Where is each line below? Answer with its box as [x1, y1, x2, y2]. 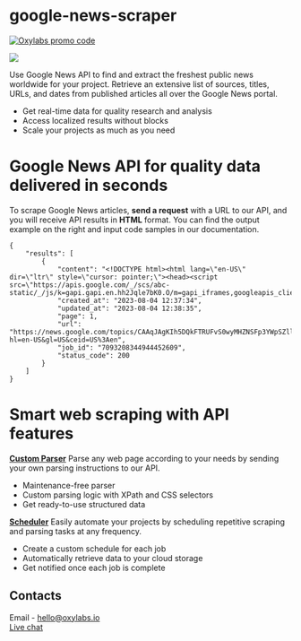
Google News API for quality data [9, 156, 262, 177]
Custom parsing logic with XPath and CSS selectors [21, 489, 214, 500]
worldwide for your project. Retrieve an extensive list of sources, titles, [9, 78, 270, 90]
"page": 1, [56, 311, 99, 321]
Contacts [9, 588, 63, 603]
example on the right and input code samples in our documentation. [9, 223, 260, 234]
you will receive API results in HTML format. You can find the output [9, 214, 260, 225]
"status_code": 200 [56, 351, 130, 359]
